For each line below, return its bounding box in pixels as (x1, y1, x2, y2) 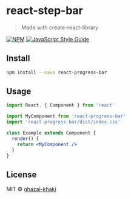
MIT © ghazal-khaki (6, 186, 56, 193)
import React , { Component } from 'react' (6, 102, 115, 108)
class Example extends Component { (6, 130, 96, 136)
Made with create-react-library (21, 24, 99, 31)
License (6, 169, 37, 180)
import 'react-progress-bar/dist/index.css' (6, 119, 121, 125)
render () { (12, 135, 39, 142)
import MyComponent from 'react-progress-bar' (6, 113, 126, 119)
